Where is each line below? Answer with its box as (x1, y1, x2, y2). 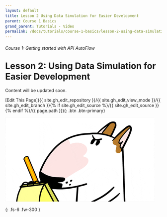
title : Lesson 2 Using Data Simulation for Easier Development (5, 13, 139, 18)
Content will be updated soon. (5, 88, 67, 94)
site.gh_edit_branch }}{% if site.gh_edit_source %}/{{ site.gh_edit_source (5, 103, 155, 108)
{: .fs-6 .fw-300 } (5, 207, 41, 213)
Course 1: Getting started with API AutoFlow (5, 45, 95, 51)
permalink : (5, 29, 28, 34)
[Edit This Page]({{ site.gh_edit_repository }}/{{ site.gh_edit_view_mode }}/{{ (5, 97, 161, 103)
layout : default (5, 8, 39, 13)
